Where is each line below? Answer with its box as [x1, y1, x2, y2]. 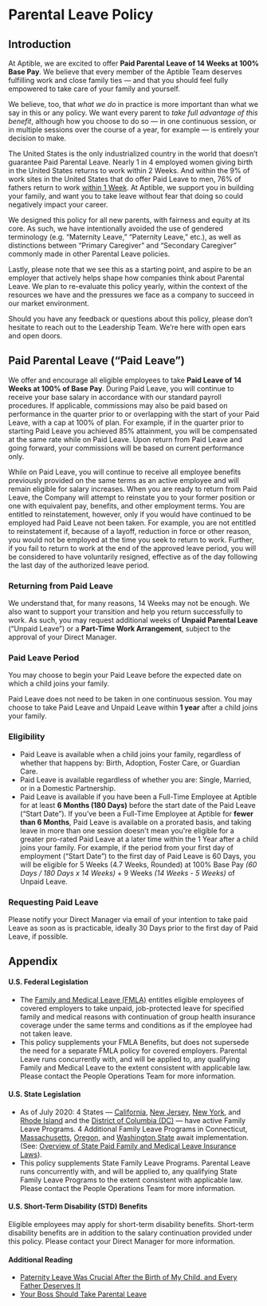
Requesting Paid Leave [8, 896, 99, 908]
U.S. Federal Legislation [8, 976, 89, 987]
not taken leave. [19, 1028, 73, 1039]
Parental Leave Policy [8, 6, 154, 24]
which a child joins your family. [8, 679, 110, 688]
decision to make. [8, 133, 66, 143]
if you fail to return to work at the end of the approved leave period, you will [8, 543, 257, 552]
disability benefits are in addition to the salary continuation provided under [8, 1228, 253, 1237]
